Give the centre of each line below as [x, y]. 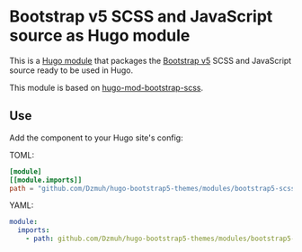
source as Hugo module [100, 36]
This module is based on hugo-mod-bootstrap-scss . [107, 87]
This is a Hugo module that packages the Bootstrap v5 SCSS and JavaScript [151, 60]
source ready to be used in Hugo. [71, 70]
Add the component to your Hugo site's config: [96, 138]
